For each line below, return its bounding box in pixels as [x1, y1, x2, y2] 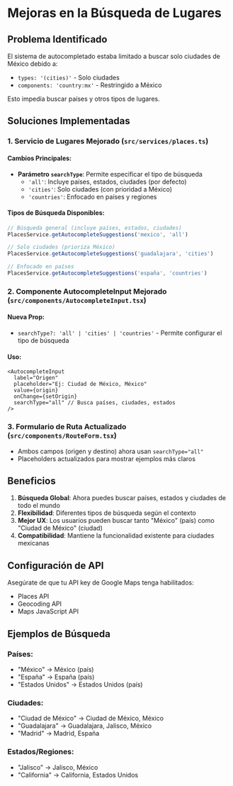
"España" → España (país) [17, 672, 95, 681]
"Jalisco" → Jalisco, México [17, 763, 98, 771]
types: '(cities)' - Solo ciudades [17, 73, 120, 82]
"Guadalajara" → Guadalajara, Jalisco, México [17, 721, 152, 730]
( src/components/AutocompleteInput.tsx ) [7, 295, 147, 305]
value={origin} [13, 387, 59, 394]
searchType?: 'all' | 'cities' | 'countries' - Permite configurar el [17, 328, 222, 338]
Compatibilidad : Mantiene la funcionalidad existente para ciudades [17, 531, 215, 540]
